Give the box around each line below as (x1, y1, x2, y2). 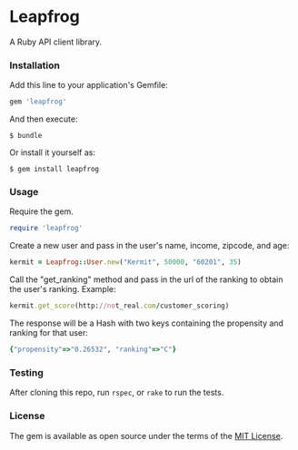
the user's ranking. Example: (9, 284, 116, 295)
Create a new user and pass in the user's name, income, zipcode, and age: (9, 240, 290, 251)
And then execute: (9, 113, 78, 124)
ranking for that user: (9, 328, 89, 338)
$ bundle (9, 132, 43, 141)
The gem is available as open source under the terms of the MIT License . (9, 430, 283, 441)
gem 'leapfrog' (9, 97, 67, 106)
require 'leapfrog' (9, 224, 84, 233)
